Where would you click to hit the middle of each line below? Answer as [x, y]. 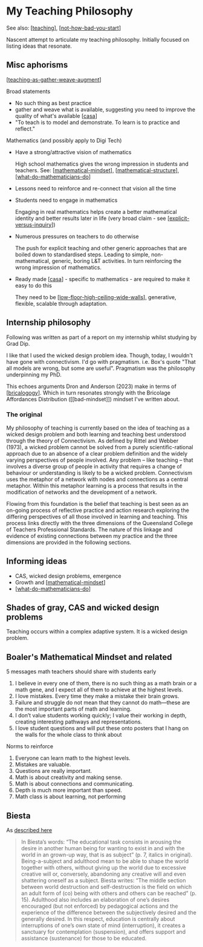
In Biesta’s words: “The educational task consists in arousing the [101, 842]
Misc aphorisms [37, 65]
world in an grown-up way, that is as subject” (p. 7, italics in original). [107, 855]
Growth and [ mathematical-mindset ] [60, 582]
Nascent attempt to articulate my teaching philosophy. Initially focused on [98, 39]
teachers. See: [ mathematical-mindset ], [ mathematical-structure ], [97, 170]
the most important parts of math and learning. [73, 709]
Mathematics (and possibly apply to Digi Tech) [64, 140]
